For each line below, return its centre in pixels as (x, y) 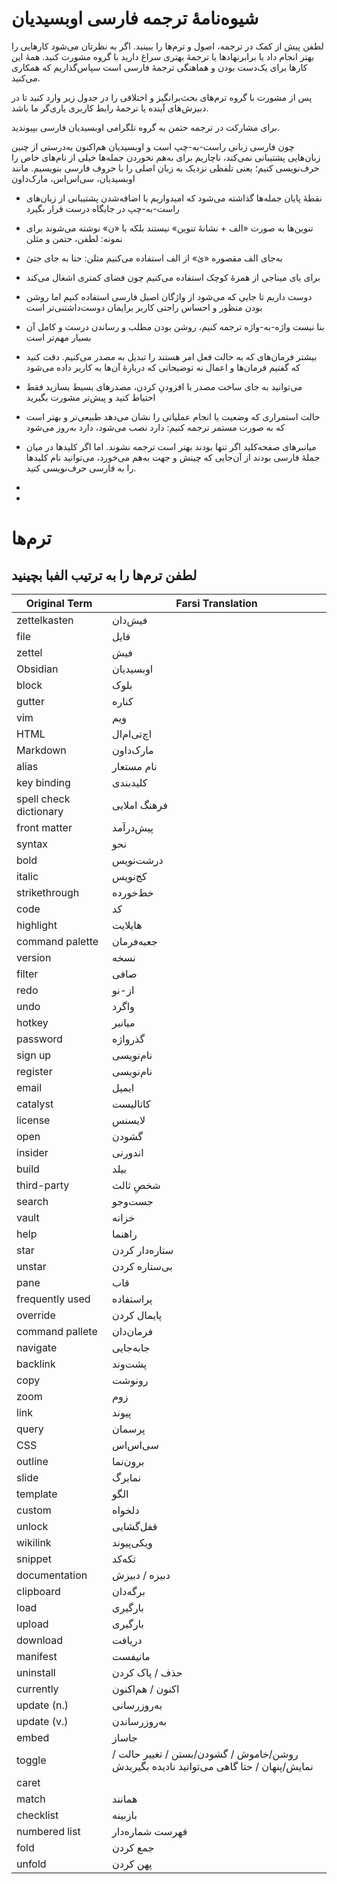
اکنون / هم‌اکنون (146, 1689)
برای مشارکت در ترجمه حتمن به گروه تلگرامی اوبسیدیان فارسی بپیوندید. (145, 127)
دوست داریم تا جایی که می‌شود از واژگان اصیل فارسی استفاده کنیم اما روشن (169, 296)
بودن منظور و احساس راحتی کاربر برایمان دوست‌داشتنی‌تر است (144, 307)
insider (32, 1152)
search (32, 1201)
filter (27, 974)
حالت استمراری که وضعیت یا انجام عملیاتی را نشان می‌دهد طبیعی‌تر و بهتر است (173, 416)
